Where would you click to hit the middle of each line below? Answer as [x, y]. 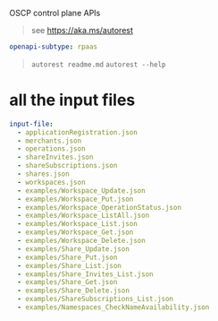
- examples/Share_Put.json [67, 257]
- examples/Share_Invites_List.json [85, 274]
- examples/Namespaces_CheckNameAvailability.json [113, 308]
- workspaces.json [52, 182]
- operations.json [52, 149]
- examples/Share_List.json [70, 265]
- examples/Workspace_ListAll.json [84, 216]
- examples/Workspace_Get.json [75, 232]
